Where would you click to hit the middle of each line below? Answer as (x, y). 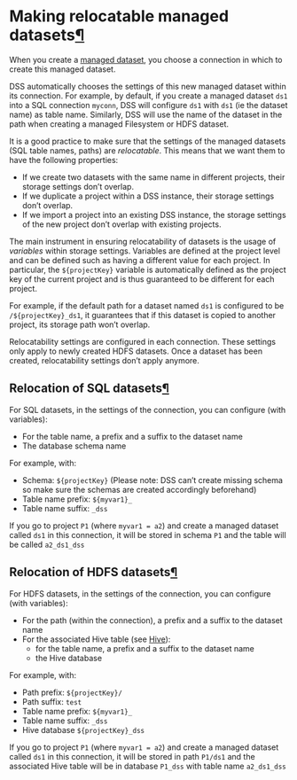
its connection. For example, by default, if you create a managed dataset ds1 (148, 96)
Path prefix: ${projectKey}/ (72, 692)
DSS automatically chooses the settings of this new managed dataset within (148, 86)
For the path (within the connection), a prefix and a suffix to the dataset (152, 620)
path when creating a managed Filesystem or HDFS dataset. (119, 124)
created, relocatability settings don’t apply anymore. (104, 360)
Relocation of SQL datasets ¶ (90, 389)
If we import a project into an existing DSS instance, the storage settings (154, 214)
